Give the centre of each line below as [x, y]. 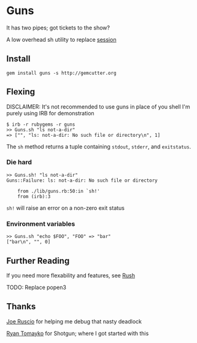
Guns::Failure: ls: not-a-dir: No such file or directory [82, 180]
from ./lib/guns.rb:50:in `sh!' [59, 191]
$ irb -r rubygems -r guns [41, 124]
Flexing [21, 92]
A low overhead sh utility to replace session [61, 39]
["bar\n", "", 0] [29, 242]
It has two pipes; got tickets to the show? [58, 28]
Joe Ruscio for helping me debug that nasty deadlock [74, 321]
